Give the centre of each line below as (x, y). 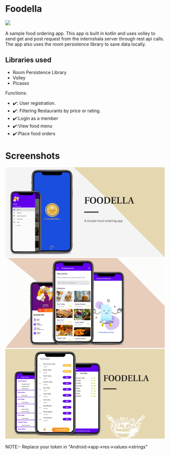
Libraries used (28, 60)
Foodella (24, 9)
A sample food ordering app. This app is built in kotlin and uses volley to (80, 33)
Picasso (21, 83)
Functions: (16, 93)
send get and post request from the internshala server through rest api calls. (85, 39)
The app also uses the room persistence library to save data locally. (76, 44)
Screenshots (33, 156)
